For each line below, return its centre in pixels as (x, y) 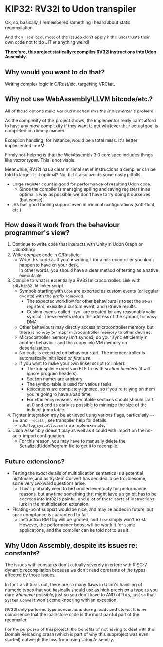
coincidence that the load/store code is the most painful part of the (72, 615)
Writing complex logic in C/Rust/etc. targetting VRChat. (60, 84)
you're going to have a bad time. (59, 394)
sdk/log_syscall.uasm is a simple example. (62, 425)
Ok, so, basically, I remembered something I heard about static (68, 22)
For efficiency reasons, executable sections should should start (90, 400)
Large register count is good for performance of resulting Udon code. (82, 184)
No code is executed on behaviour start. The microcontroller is (82, 353)
